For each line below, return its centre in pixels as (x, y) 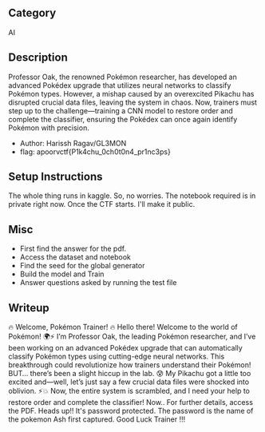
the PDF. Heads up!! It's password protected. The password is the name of (131, 411)
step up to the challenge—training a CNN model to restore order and (121, 110)
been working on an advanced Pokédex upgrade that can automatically (126, 348)
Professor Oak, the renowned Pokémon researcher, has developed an (123, 77)
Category (32, 13)
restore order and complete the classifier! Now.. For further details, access (131, 402)
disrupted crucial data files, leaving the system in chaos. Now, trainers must (133, 102)
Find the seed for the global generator (82, 266)
